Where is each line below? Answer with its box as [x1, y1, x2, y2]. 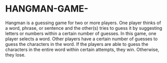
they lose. [5, 51, 26, 58]
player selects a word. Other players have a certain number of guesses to [5, 36, 158, 42]
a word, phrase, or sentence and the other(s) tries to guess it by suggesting [5, 25, 162, 31]
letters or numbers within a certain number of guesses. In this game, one [5, 30, 156, 36]
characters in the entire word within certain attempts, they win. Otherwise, [5, 46, 159, 52]
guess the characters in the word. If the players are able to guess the [5, 41, 149, 47]
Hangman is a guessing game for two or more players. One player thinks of [5, 20, 161, 26]
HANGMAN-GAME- [5, 3, 88, 15]
